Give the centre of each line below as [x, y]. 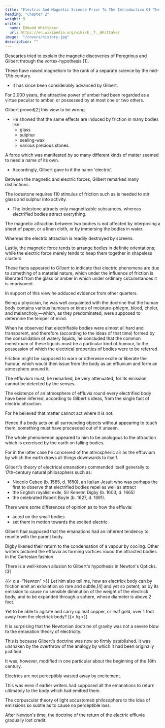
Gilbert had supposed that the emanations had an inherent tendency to [77, 531]
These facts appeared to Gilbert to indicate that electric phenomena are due [82, 268]
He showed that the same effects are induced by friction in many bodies [85, 119]
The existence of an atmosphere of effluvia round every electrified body [78, 393]
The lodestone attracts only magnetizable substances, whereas [77, 209]
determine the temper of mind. [36, 318]
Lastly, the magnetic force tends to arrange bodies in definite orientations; [80, 248]
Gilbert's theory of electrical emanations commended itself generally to [77, 467]
